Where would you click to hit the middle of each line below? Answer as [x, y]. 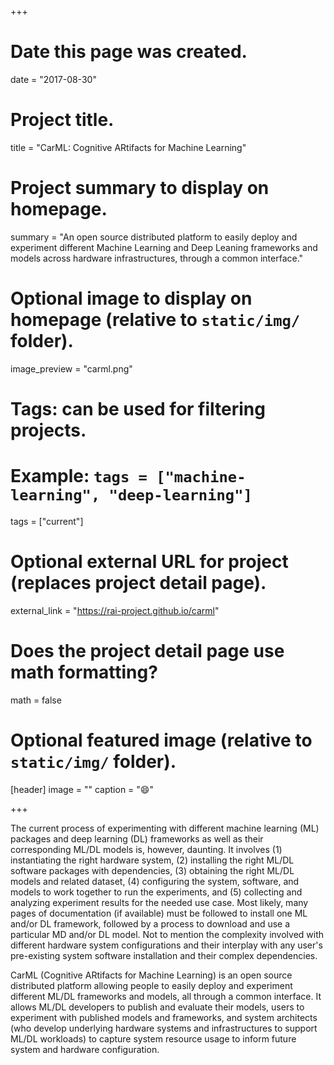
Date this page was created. [129, 52]
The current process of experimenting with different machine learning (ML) [165, 828]
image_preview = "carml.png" [71, 368]
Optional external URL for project [149, 562]
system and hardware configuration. [85, 1049]
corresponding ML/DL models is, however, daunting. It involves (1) [146, 849]
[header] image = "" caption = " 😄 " [82, 789]
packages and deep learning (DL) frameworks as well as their [137, 838]
